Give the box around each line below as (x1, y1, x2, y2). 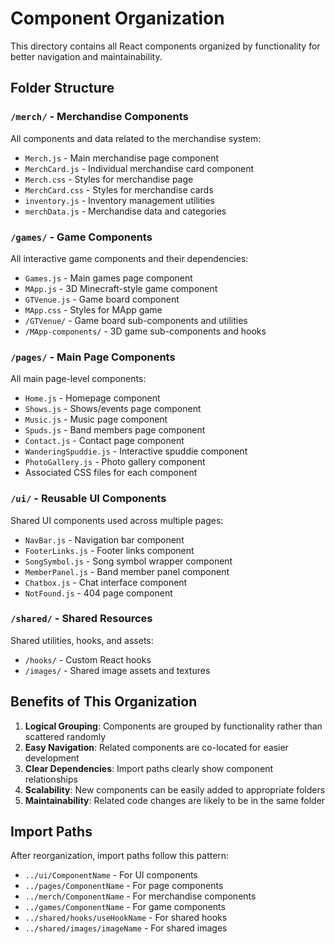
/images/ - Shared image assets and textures (24, 664, 211, 676)
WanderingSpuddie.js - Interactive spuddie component (24, 445, 248, 457)
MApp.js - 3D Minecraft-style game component (24, 282, 218, 294)
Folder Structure (10, 80, 115, 97)
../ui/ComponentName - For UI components (24, 869, 198, 881)
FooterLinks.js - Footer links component (24, 544, 195, 556)
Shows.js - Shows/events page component (24, 403, 202, 415)
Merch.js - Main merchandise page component (24, 152, 219, 164)
